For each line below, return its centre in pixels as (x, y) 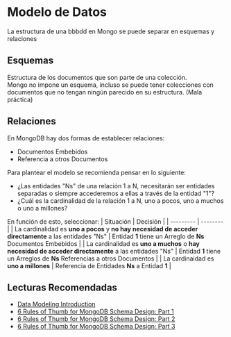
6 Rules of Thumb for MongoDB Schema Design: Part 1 (96, 312)
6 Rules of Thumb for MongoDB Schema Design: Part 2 (96, 319)
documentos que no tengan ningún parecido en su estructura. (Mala (105, 92)
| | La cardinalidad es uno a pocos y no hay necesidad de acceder (103, 229)
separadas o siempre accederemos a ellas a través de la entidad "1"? (116, 193)
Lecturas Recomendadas (62, 287)
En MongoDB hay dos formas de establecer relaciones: (86, 138)
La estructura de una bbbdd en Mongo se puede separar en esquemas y (111, 31)
